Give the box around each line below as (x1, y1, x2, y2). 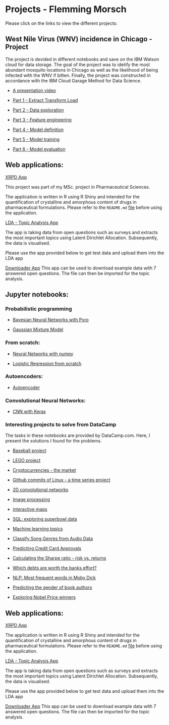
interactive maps (12, 506, 47, 513)
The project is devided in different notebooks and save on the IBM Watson (5, 56, 159, 62)
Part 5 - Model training (12, 136, 60, 142)
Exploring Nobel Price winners (12, 594, 76, 600)
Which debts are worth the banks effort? (12, 565, 97, 571)
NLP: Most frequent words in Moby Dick (12, 575, 96, 581)
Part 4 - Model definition (12, 126, 64, 132)
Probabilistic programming (5, 305, 72, 312)
